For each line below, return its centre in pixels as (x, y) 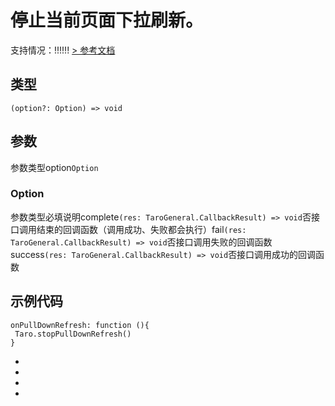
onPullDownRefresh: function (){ (80, 325)
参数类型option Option (54, 167)
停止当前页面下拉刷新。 (107, 20)
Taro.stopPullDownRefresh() (73, 334)
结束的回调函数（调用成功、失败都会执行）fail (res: (141, 229)
